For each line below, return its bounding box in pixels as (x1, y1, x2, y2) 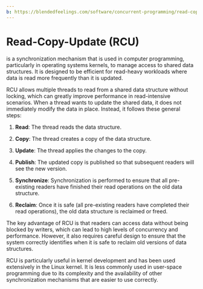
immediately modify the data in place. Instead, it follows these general (6, 105, 181, 112)
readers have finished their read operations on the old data (36, 183, 182, 190)
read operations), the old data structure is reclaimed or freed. (14, 207, 168, 215)
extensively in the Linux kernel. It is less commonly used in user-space (6, 263, 182, 270)
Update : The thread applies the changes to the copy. (14, 146, 147, 154)
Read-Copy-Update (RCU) (6, 34, 140, 48)
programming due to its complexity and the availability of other (6, 270, 163, 277)
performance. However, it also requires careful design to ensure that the (6, 232, 186, 239)
